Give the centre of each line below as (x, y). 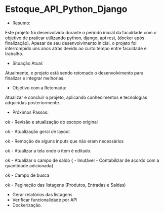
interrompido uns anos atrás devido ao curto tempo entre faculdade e (76, 48)
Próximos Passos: (30, 112)
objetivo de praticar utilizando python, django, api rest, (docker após (75, 38)
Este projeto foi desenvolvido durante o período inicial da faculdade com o (81, 32)
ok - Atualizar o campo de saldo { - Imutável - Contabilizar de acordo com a (82, 160)
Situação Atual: (28, 63)
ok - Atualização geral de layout (38, 131)
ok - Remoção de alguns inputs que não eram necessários (64, 141)
